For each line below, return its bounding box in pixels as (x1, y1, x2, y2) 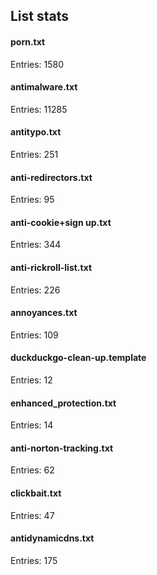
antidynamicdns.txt (10, 532, 95, 544)
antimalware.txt (10, 81, 78, 93)
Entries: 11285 (10, 103, 68, 115)
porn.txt (10, 35, 46, 48)
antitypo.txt (10, 126, 62, 138)
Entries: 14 (10, 419, 54, 431)
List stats (10, 8, 70, 25)
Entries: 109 (10, 329, 59, 341)
